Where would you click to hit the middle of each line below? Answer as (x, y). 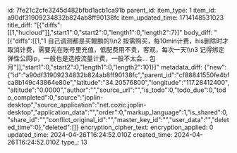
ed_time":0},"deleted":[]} (43, 127)
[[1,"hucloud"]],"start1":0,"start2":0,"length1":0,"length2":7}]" (95, 32)
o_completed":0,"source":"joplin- (55, 97)
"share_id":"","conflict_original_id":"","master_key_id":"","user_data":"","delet (118, 120)
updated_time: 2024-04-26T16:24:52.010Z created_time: (90, 135)
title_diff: (20, 25)
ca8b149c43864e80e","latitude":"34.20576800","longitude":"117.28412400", (118, 82)
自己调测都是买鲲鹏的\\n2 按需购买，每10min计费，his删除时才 (138, 41)
